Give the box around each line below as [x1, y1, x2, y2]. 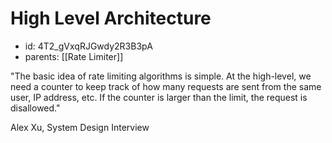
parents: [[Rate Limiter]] [24, 50, 124, 62]
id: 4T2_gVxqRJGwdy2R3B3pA [24, 40, 153, 52]
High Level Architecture [10, 7, 212, 30]
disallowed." [10, 102, 61, 114]
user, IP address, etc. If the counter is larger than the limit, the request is [10, 91, 308, 103]
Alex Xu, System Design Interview [10, 121, 150, 133]
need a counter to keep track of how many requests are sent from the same [10, 80, 322, 92]
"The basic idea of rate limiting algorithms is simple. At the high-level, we [10, 70, 312, 82]
